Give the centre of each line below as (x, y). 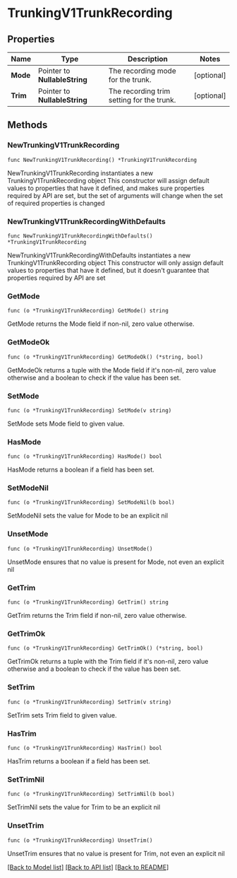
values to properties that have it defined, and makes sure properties (106, 188)
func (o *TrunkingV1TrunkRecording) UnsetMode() (80, 549)
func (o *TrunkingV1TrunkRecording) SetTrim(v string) (90, 702)
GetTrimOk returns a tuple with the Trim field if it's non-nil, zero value (108, 662)
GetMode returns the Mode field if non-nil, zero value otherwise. (101, 324)
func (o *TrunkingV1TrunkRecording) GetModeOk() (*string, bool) (105, 357)
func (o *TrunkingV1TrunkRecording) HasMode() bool (85, 457)
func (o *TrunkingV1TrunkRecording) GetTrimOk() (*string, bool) (105, 648)
